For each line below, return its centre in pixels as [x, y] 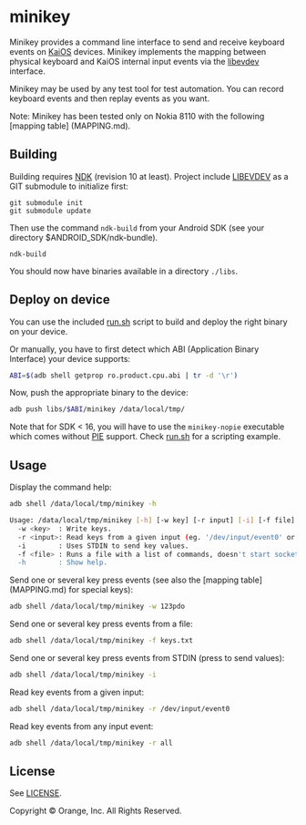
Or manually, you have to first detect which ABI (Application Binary [134, 349]
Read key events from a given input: [76, 692]
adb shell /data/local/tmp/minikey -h [83, 504]
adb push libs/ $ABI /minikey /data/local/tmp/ [97, 409]
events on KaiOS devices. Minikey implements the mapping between [138, 51]
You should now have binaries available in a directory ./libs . [124, 271]
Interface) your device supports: [70, 358]
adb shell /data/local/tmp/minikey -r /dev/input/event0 [120, 708]
